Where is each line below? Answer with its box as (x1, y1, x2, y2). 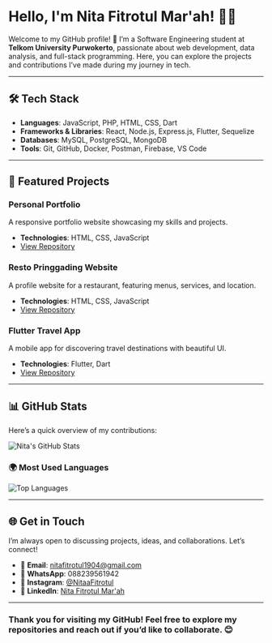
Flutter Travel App (8, 324, 81, 336)
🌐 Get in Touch (8, 514, 85, 528)
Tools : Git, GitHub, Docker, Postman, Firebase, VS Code (19, 144, 207, 153)
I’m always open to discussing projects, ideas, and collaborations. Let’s (8, 535, 245, 546)
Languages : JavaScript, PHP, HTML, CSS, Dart (19, 118, 178, 127)
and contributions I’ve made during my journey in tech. (8, 60, 191, 70)
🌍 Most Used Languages (8, 461, 109, 473)
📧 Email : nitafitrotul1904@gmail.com (19, 559, 142, 570)
